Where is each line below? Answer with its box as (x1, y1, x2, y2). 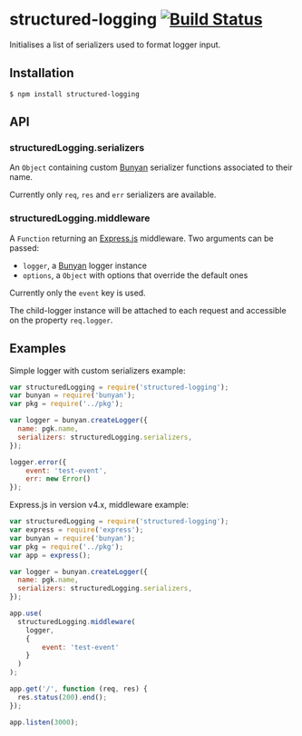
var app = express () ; (9, 551, 92, 560)
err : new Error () (25, 474, 92, 483)
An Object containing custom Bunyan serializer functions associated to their (9, 162, 293, 173)
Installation (9, 65, 74, 81)
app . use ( (9, 609, 43, 618)
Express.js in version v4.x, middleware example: (9, 500, 189, 511)
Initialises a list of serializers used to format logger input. (9, 39, 221, 50)
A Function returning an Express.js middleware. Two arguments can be (9, 233, 274, 244)
